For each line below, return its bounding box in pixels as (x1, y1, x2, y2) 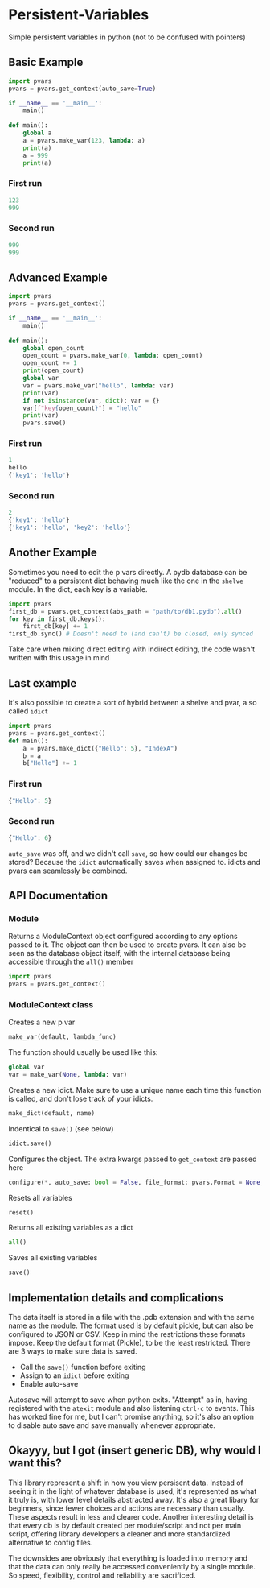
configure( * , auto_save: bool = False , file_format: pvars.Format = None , (8, 1178, 264, 1186)
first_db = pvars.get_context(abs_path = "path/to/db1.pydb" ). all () (8, 607, 243, 615)
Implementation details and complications (8, 1291, 223, 1305)
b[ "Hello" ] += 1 (22, 759, 78, 767)
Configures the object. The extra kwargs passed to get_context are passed (8, 1154, 257, 1164)
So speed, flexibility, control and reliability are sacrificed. (8, 1570, 196, 1580)
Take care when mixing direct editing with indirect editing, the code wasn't (8, 644, 256, 654)
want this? (8, 1456, 62, 1470)
